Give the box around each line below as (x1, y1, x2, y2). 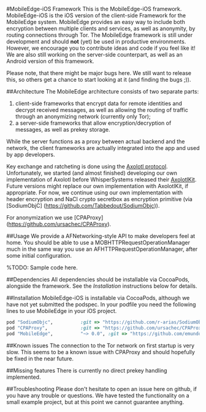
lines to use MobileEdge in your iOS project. (6, 307, 117, 314)
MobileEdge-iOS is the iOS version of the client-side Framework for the (6, 12, 186, 19)
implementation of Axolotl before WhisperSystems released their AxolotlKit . (6, 176, 197, 183)
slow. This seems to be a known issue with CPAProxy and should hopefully (6, 348, 195, 355)
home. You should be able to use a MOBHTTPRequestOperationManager (6, 239, 191, 246)
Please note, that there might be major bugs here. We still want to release (6, 69, 192, 76)
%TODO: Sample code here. (6, 264, 78, 271)
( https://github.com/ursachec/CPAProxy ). (6, 221, 112, 228)
